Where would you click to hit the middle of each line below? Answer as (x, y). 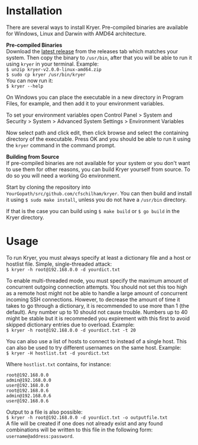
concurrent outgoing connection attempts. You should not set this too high (97, 287)
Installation (34, 11)
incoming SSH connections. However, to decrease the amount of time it (93, 299)
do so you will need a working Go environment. (64, 175)
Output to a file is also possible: (44, 412)
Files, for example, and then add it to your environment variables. (85, 103)
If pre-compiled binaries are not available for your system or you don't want (98, 163)
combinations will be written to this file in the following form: (79, 430)
